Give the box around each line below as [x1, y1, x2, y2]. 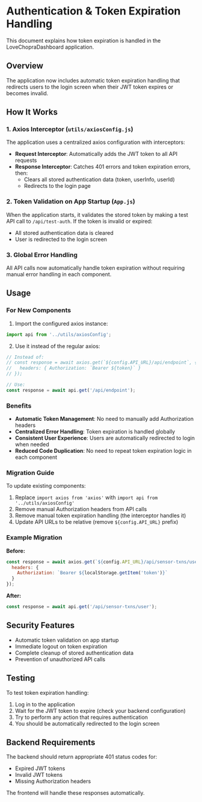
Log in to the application [14, 700, 75, 708]
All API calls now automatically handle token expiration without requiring [6, 264, 185, 272]
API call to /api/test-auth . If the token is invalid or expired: [6, 217, 153, 225]
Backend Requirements [6, 738, 96, 747]
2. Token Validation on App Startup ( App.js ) [6, 197, 135, 206]
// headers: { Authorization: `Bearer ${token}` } [6, 365, 141, 371]
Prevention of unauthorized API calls [14, 655, 106, 663]
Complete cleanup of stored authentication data [14, 649, 134, 656]
